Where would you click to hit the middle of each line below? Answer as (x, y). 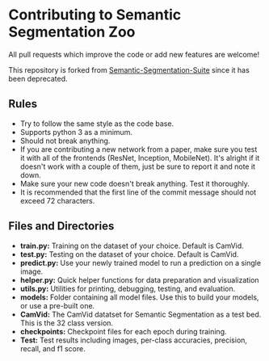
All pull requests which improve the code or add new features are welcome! (134, 54)
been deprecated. (38, 78)
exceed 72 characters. (57, 200)
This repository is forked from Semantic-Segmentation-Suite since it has (129, 69)
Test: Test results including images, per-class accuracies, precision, (134, 340)
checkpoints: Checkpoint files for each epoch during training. (123, 331)
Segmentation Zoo (72, 32)
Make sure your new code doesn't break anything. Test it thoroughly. (135, 183)
